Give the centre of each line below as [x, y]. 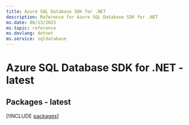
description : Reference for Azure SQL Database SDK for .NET [82, 17]
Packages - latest [39, 102]
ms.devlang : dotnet [30, 33]
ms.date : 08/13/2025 [31, 22]
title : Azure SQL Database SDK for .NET [56, 11]
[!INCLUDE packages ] [32, 116]
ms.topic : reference [31, 28]
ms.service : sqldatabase [36, 39]
